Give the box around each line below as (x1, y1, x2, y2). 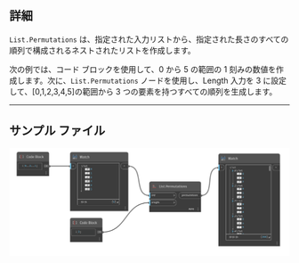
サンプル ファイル (9, 123, 106, 138)
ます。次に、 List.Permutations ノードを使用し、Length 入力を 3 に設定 (24, 75, 287, 86)
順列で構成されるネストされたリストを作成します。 (9, 45, 196, 55)
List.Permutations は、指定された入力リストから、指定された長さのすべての (9, 34, 289, 45)
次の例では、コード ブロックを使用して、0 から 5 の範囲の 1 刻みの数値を (9, 63, 277, 74)
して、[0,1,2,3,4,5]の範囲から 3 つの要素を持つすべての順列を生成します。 (9, 86, 278, 96)
